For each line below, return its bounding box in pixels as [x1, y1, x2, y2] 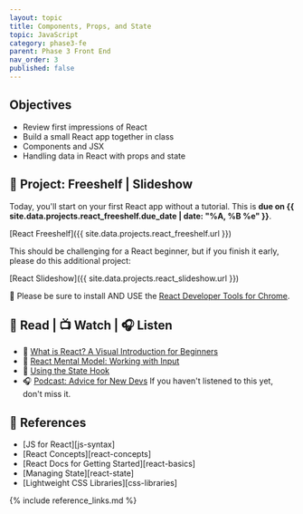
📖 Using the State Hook [22, 365, 110, 376]
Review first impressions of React [22, 121, 147, 132]
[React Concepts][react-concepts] [22, 449, 152, 460]
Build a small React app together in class [22, 131, 175, 141]
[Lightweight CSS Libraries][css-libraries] [22, 478, 178, 489]
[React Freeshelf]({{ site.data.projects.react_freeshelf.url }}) [9, 228, 232, 238]
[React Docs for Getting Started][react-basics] [22, 459, 196, 470]
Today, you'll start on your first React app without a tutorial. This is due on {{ [9, 200, 295, 211]
